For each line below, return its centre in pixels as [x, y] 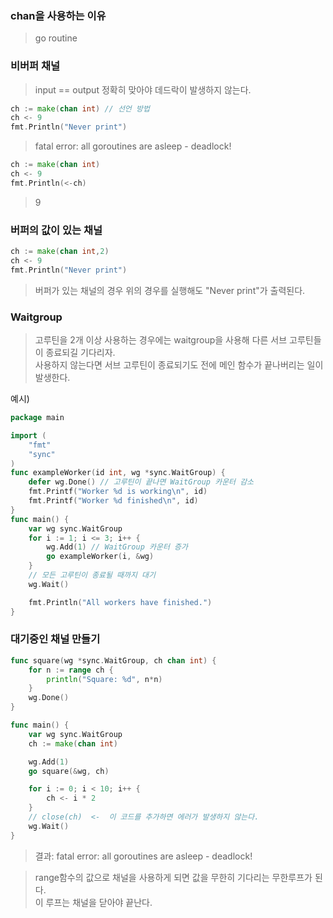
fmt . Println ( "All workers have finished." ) [120, 602]
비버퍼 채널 [35, 66]
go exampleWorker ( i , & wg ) [100, 557]
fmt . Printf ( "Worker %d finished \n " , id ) [113, 501]
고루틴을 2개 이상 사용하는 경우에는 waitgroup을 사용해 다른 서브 [161, 340]
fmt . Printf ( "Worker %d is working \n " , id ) [118, 492]
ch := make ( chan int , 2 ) [60, 252]
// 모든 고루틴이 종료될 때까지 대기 [92, 575]
